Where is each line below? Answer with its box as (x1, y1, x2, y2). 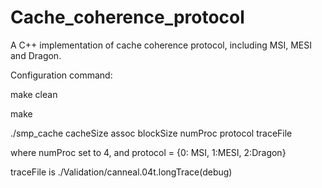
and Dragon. (10, 49, 62, 61)
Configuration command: (10, 69, 113, 81)
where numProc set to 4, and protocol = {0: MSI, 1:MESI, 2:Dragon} (10, 146, 287, 158)
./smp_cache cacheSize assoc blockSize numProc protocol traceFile (10, 127, 293, 139)
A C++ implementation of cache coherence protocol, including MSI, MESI (10, 39, 312, 51)
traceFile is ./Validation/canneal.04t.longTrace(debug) (10, 166, 233, 178)
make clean (10, 88, 58, 100)
